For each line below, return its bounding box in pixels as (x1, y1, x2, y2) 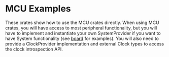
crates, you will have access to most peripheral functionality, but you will (5, 24, 157, 30)
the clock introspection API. (5, 46, 63, 52)
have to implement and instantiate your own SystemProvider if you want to (5, 30, 161, 36)
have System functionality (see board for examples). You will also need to (5, 35, 159, 41)
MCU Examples (5, 3, 71, 14)
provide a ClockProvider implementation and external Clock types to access (5, 40, 164, 46)
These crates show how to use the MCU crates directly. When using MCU (5, 19, 159, 25)
